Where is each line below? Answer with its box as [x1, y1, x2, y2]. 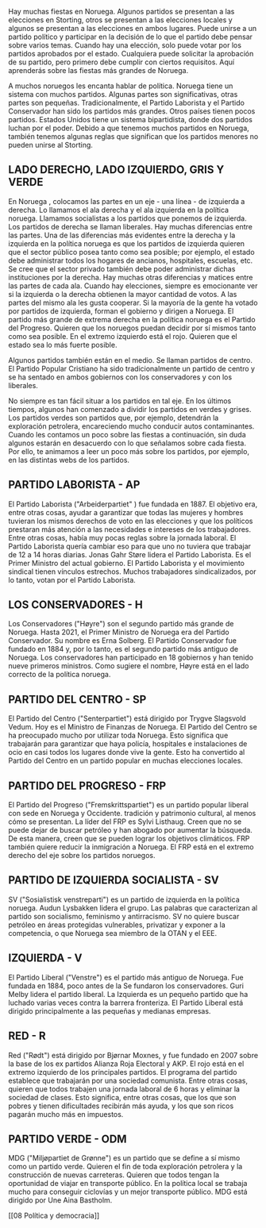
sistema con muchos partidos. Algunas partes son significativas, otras [8, 90, 238, 98]
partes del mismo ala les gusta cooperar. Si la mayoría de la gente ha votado [8, 298, 258, 307]
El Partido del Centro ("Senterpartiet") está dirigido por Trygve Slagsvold [8, 714, 246, 723]
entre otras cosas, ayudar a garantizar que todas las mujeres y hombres [8, 507, 244, 517]
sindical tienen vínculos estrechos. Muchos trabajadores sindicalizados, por [8, 567, 256, 576]
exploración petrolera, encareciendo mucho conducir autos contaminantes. [8, 421, 255, 431]
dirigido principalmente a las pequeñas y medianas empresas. [8, 1006, 211, 1015]
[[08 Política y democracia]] [8, 1211, 100, 1221]
